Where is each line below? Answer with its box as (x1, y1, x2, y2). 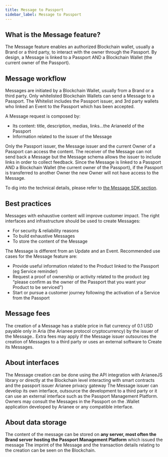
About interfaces (5, 358, 59, 367)
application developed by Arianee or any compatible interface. (5, 403, 133, 409)
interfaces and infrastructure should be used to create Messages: (5, 218, 140, 224)
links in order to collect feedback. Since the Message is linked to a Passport (5, 159, 161, 165)
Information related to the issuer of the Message (12, 134, 112, 140)
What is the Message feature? (5, 31, 101, 39)
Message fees (5, 309, 50, 318)
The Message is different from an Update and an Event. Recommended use (5, 248, 160, 254)
